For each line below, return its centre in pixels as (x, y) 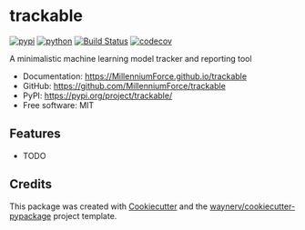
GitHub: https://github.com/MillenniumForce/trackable (124, 85)
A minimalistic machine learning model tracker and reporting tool (131, 58)
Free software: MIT (58, 105)
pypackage (30, 215)
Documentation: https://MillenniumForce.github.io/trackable (135, 76)
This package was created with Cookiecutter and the (109, 206)
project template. (85, 215)
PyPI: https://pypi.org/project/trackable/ (97, 95)
